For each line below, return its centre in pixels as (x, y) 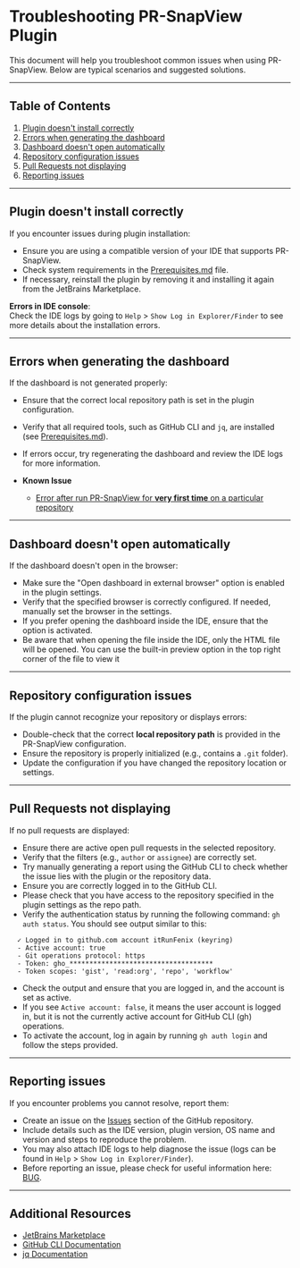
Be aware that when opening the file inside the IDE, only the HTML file (151, 640)
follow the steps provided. (70, 1044)
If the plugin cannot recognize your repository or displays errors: (128, 717)
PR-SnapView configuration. (74, 744)
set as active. (46, 997)
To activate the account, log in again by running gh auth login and (145, 1036)
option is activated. (57, 630)
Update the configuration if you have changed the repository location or (154, 763)
